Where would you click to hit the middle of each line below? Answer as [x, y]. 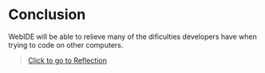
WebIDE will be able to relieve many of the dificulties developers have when [133, 36]
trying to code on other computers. [66, 44]
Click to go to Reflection [67, 60]
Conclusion [47, 15]
